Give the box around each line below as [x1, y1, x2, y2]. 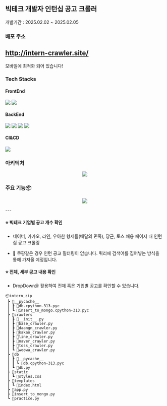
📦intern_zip [5, 294, 32, 299]
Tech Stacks [5, 76, 36, 83]
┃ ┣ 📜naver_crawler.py [7, 339, 55, 344]
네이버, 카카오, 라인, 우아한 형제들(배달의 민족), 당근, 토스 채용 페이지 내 [12, 233, 153, 239]
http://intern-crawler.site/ [5, 49, 89, 57]
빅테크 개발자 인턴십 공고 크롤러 [5, 5, 97, 14]
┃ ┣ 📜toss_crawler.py [7, 343, 53, 349]
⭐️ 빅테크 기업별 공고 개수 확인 [5, 220, 63, 226]
